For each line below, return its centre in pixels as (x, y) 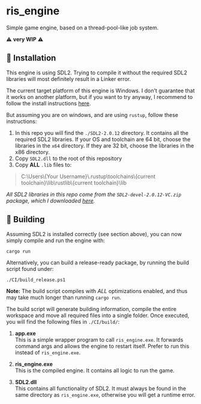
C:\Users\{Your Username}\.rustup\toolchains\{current (88, 176)
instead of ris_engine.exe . (48, 352)
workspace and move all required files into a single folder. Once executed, (98, 315)
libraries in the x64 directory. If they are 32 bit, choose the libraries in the (104, 146)
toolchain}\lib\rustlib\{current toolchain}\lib (74, 183)
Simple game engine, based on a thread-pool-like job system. (82, 28)
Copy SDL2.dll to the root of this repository (68, 158)
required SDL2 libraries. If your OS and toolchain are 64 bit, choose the (103, 139)
